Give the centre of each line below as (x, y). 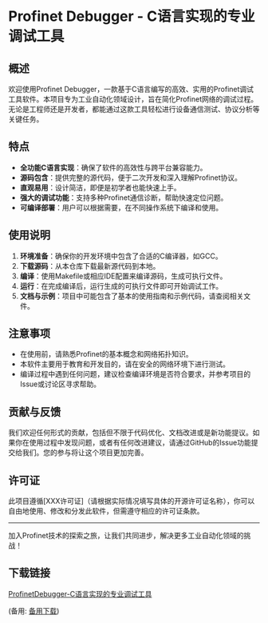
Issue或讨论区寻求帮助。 (60, 384)
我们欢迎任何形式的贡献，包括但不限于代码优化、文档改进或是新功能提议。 (130, 433)
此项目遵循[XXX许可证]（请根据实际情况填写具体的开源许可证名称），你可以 (132, 501)
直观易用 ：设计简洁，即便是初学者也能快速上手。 (100, 187)
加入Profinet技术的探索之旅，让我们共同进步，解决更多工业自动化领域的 (126, 536)
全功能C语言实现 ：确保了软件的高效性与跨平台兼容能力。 (113, 167)
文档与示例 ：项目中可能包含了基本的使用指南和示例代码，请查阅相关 (132, 296)
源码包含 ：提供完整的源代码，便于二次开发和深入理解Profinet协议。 (130, 178)
